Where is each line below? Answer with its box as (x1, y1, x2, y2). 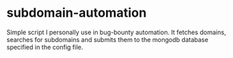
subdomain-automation (6, 5, 147, 21)
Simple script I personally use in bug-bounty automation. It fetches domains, (6, 28, 227, 36)
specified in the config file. (6, 43, 84, 51)
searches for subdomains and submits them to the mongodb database (6, 35, 209, 43)
